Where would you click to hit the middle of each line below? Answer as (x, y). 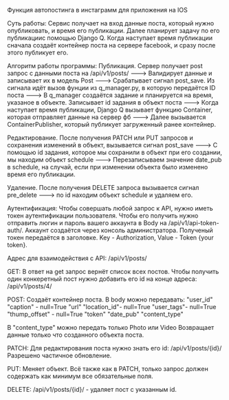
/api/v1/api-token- (194, 223)
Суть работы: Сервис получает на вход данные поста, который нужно (111, 23)
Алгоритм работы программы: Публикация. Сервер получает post (105, 66)
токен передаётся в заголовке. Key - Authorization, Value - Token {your (111, 238)
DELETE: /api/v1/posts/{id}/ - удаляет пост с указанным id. (92, 389)
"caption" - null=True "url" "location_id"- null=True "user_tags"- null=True (112, 307)
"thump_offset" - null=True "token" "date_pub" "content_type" (95, 314)
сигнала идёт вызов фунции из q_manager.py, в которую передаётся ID (111, 88)
